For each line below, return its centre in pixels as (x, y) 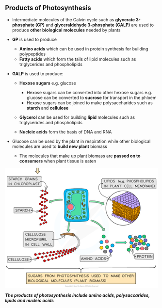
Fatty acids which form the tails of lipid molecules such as (78, 59)
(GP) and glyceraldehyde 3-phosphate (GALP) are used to (95, 25)
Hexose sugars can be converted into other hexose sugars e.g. (89, 92)
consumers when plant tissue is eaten (57, 161)
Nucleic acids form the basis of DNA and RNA (65, 132)
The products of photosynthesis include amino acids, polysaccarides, (77, 295)
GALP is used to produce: (38, 73)
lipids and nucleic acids (30, 300)
